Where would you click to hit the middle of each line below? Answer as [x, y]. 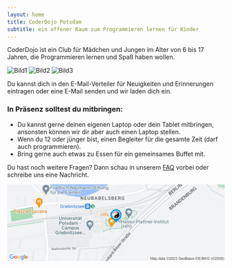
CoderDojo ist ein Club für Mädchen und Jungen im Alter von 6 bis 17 [106, 50]
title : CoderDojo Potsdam [44, 22]
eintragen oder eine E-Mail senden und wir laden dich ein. [89, 91]
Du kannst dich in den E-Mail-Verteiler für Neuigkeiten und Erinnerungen [110, 84]
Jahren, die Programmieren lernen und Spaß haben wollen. [91, 57]
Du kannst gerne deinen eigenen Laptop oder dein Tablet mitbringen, [115, 124]
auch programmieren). [49, 146]
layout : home [26, 15]
